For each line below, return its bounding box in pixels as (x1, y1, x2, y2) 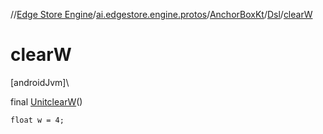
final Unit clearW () (10, 95, 83, 108)
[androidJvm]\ (10, 76, 70, 88)
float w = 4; (10, 115, 65, 125)
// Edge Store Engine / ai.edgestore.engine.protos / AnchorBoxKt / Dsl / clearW (10, 9, 313, 20)
